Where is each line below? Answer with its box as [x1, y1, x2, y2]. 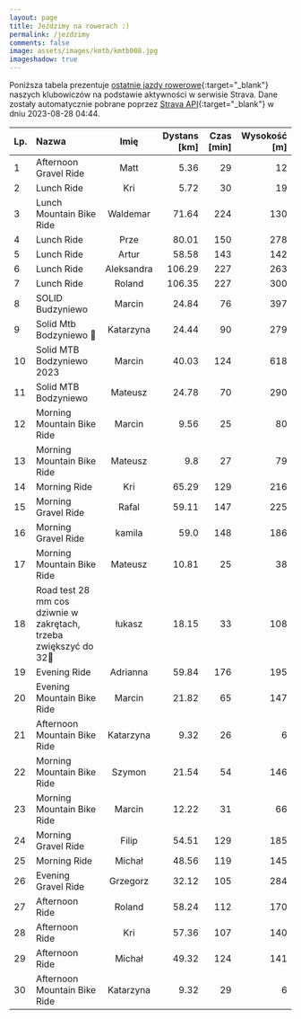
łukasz [115, 617, 143, 630]
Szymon [111, 766, 147, 778]
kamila [115, 527, 143, 539]
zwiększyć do [35, 640, 94, 652]
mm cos [35, 595, 70, 607]
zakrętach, [35, 617, 81, 630]
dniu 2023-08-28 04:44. [9, 109, 100, 119]
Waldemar [107, 208, 150, 220]
